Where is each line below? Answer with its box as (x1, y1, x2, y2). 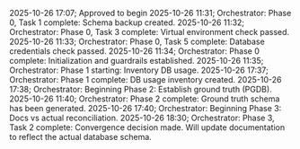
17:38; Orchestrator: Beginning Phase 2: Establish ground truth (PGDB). (9, 84, 272, 94)
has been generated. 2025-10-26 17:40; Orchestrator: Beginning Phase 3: (9, 103, 282, 113)
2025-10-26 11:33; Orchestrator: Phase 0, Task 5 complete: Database (9, 36, 265, 47)
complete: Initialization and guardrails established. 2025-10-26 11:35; (9, 56, 264, 66)
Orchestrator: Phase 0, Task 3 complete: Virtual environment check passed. (9, 27, 290, 37)
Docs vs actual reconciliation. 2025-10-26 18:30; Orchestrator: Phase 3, (9, 112, 276, 123)
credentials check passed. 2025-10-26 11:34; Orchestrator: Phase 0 (9, 46, 260, 57)
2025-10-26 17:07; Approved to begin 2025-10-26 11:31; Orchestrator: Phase (9, 8, 292, 18)
